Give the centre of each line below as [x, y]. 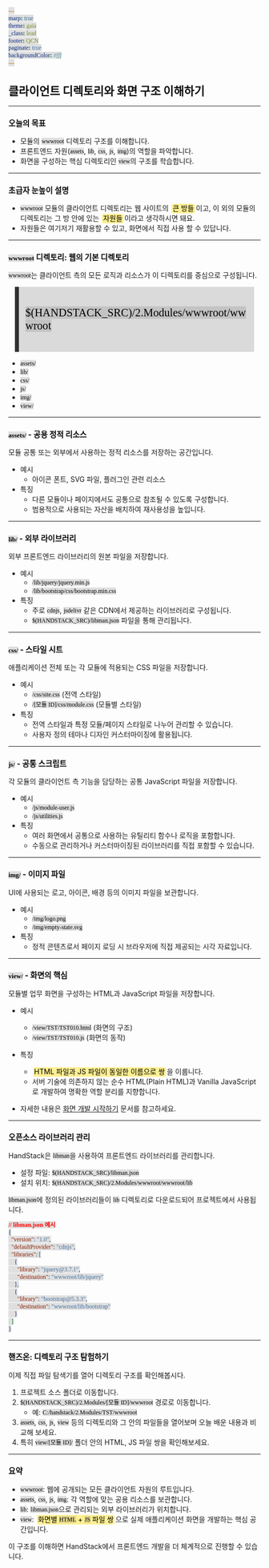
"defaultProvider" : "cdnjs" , [43, 1247]
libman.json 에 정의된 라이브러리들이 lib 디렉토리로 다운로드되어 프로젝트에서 [122, 1199]
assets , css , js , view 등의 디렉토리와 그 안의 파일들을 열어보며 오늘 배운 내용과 [134, 1422]
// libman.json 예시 [32, 1225]
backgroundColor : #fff [35, 55]
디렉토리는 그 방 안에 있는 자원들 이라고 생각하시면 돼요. [107, 219]
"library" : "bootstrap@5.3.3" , [52, 1299]
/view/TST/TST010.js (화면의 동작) [79, 1037]
